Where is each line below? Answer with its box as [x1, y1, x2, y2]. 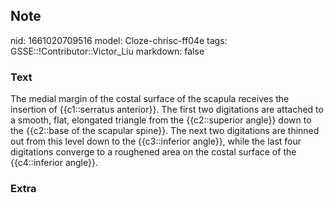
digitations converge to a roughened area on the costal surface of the [10, 146, 297, 158]
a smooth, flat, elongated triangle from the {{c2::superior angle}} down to [10, 114, 312, 126]
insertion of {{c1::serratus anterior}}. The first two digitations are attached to [10, 104, 324, 116]
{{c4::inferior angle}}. [10, 157, 98, 169]
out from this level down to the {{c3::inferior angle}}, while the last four [10, 135, 302, 148]
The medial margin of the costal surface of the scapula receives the [10, 93, 290, 105]
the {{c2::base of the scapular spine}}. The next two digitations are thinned [10, 125, 320, 137]
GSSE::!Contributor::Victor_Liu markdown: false [10, 45, 205, 57]
